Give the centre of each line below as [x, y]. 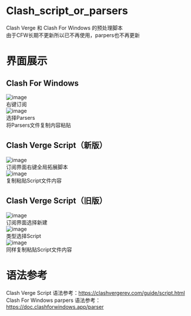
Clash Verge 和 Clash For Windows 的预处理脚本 [65, 28]
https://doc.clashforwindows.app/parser [55, 307]
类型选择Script [24, 236]
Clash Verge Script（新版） [57, 145]
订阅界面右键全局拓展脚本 [37, 167]
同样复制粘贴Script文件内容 [39, 249]
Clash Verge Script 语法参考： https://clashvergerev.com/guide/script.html [95, 293]
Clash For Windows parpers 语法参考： [53, 300]
